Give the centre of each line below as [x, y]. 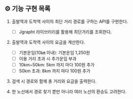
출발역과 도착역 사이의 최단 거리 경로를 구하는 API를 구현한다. [70, 21]
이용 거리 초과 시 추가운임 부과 [48, 59]
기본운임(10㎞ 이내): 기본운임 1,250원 [55, 52]
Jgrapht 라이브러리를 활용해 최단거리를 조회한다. [65, 32]
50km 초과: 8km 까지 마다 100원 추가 [55, 71]
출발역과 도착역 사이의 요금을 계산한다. [48, 42]
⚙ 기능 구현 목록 [28, 9]
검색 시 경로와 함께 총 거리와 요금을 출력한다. [54, 81]
